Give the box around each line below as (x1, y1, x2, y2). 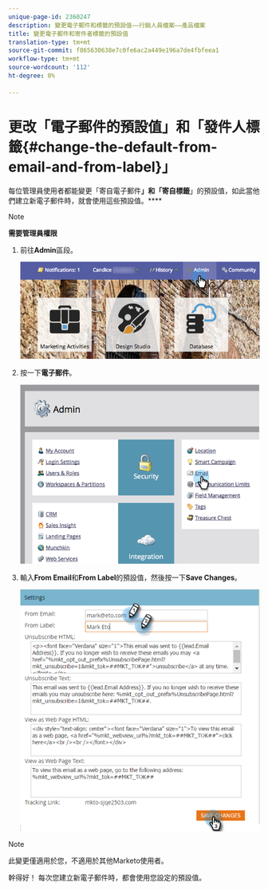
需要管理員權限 (8, 228, 57, 238)
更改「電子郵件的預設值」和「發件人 (8, 118, 246, 136)
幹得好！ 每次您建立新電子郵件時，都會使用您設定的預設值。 (8, 872, 206, 882)
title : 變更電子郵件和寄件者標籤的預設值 (8, 30, 129, 37)
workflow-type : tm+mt (8, 55, 81, 63)
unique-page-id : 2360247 (8, 13, 91, 21)
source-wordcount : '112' (8, 64, 91, 72)
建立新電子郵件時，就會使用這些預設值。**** (14, 195, 163, 205)
